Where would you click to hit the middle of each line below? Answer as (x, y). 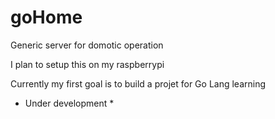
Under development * (69, 103)
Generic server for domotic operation (87, 45)
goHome (46, 17)
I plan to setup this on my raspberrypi (87, 64)
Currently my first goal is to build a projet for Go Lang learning (138, 83)
